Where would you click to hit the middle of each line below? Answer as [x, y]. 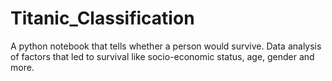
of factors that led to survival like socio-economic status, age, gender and [162, 56]
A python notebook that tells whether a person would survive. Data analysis [166, 46]
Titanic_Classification [102, 18]
